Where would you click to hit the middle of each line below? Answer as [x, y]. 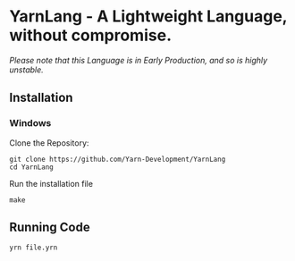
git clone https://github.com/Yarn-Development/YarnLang [118, 159]
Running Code [50, 227]
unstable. [27, 70]
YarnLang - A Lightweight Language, [148, 17]
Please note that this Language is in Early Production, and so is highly [139, 60]
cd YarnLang [31, 167]
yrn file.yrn [34, 248]
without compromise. [91, 35]
